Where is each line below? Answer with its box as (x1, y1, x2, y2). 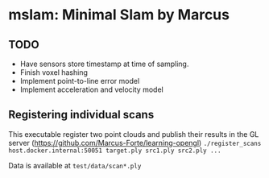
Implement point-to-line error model (19, 77, 140, 85)
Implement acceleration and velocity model (19, 85, 163, 94)
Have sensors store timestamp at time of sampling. (19, 59, 189, 68)
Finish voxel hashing (19, 68, 89, 77)
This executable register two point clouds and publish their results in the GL (8, 129, 259, 139)
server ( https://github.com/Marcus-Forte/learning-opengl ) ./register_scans (8, 138, 262, 147)
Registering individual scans (8, 108, 155, 122)
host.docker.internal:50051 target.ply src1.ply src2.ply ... (8, 147, 221, 155)
